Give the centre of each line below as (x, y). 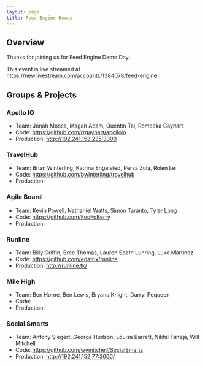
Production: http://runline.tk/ (51, 265)
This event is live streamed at (44, 69)
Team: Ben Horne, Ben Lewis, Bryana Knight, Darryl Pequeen (92, 295)
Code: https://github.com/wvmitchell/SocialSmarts (79, 350)
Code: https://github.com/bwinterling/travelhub (75, 175)
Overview (25, 43)
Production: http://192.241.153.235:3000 (66, 139)
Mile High (21, 281)
